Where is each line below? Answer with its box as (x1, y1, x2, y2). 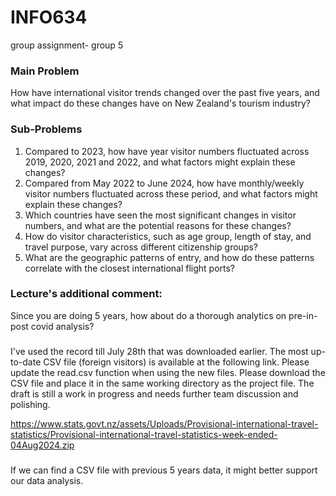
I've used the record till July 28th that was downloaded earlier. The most (10, 345, 309, 357)
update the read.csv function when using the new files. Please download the (10, 366, 326, 378)
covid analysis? (30, 320, 95, 332)
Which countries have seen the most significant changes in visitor (24, 209, 297, 221)
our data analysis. (10, 474, 84, 486)
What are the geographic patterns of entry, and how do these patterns (24, 251, 315, 263)
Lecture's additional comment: (10, 287, 163, 301)
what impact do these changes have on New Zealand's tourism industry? (10, 97, 311, 110)
